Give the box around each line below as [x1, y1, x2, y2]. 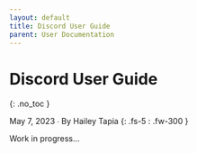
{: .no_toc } [9, 98, 50, 109]
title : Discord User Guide [9, 22, 111, 31]
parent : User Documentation [9, 30, 115, 39]
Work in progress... [9, 133, 80, 144]
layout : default [9, 13, 70, 22]
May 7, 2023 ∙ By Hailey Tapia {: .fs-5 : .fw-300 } [9, 116, 189, 127]
